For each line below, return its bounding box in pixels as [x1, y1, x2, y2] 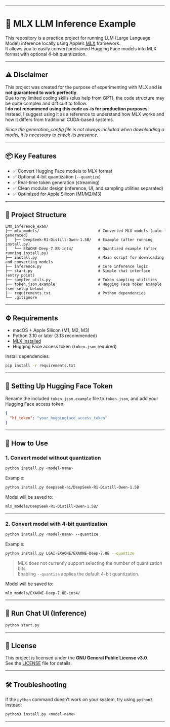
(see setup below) [5, 286, 44, 291]
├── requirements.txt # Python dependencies [5, 291, 146, 296]
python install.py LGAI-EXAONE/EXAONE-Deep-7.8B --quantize [5, 551, 135, 556]
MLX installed [12, 338, 41, 344]
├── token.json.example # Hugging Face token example [5, 282, 162, 287]
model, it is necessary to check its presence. [5, 132, 99, 138]
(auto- [150, 228, 164, 234]
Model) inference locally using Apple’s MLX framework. [5, 40, 120, 46]
